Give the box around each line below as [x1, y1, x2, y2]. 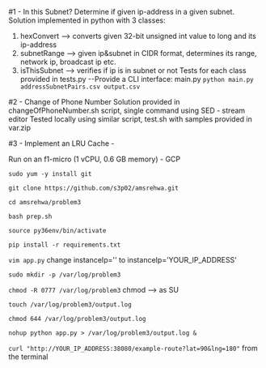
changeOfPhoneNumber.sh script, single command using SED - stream [8, 105, 246, 115]
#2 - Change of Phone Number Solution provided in [8, 97, 180, 106]
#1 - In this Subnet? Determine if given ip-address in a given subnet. [8, 7, 235, 16]
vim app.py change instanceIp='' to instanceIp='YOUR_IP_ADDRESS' [8, 255, 237, 264]
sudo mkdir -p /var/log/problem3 [8, 271, 121, 279]
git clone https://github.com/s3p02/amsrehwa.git [8, 184, 179, 192]
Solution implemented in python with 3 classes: [8, 15, 166, 25]
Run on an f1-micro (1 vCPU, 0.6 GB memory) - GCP [8, 154, 180, 164]
